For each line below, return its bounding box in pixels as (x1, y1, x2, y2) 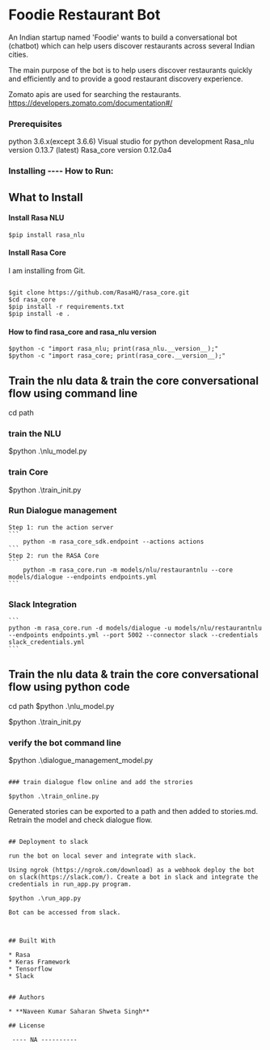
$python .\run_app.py (8, 895, 82, 903)
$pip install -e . (8, 310, 70, 318)
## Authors (8, 993, 45, 1002)
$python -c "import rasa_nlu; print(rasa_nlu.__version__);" (8, 345, 219, 353)
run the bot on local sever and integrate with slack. (8, 852, 197, 860)
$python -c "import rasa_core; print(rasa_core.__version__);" (8, 352, 226, 361)
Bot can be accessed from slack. (8, 909, 121, 917)
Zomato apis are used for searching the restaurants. (8, 89, 182, 99)
